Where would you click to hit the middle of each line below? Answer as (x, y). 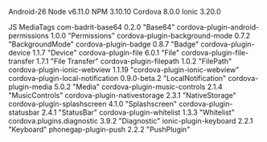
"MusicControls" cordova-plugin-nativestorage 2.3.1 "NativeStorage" (123, 95)
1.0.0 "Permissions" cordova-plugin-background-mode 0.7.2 (151, 36)
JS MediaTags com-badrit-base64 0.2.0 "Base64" (92, 27)
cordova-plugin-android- (218, 27)
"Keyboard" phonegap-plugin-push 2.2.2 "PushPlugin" (99, 129)
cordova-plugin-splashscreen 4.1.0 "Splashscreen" (93, 104)
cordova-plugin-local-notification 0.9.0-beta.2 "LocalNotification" (117, 78)
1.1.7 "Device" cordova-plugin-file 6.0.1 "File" (105, 53)
